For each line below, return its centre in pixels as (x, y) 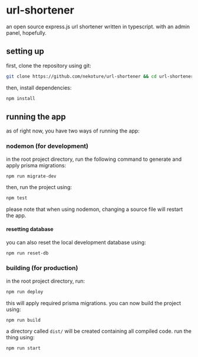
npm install (21, 98)
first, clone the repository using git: (49, 65)
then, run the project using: (39, 187)
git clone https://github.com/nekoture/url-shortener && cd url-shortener (100, 76)
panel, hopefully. (27, 32)
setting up (25, 52)
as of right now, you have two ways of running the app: (73, 131)
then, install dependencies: (39, 87)
